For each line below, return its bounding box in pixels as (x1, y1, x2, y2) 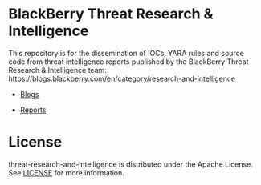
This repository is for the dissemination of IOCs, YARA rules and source (8, 48, 245, 58)
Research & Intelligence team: (8, 65, 107, 74)
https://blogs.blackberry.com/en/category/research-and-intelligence (8, 74, 236, 83)
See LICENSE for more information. (8, 167, 124, 177)
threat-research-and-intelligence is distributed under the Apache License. (8, 159, 253, 169)
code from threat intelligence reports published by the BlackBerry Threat (8, 57, 249, 66)
